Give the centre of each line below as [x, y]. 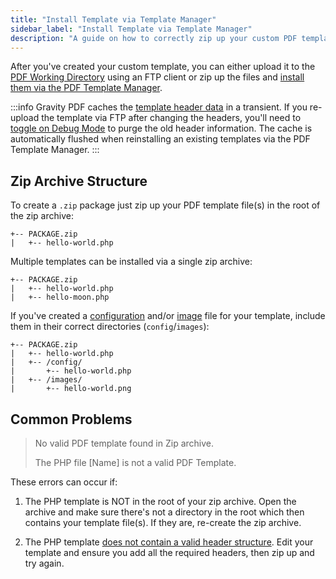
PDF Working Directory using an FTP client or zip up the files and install [157, 77]
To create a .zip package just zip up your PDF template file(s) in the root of [165, 205]
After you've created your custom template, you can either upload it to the [163, 67]
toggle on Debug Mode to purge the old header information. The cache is [161, 128]
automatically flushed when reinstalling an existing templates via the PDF [160, 139]
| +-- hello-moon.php [60, 297]
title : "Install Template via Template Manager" [113, 19]
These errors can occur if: [64, 482]
